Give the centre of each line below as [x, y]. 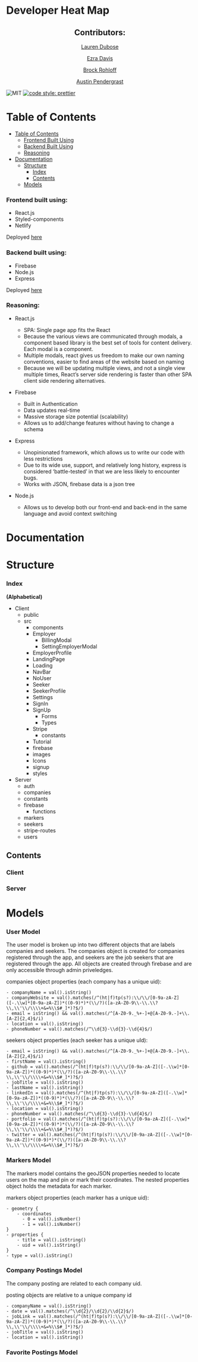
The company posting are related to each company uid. [74, 1283]
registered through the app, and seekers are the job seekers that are [90, 957]
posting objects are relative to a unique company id [69, 1295]
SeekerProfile [49, 691]
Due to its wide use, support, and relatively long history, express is [105, 465]
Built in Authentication [51, 404]
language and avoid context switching [70, 514]
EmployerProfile [52, 653]
